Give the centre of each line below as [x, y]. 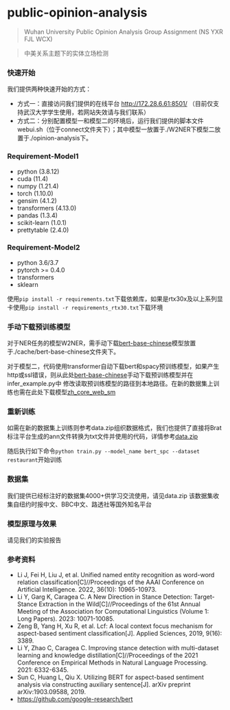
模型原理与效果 [32, 524]
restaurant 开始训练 [35, 460]
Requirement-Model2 [44, 248]
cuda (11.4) [33, 179]
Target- [204, 597]
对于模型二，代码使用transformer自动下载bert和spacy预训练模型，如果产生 [113, 367]
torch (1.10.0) [35, 193]
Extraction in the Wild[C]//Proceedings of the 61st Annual [119, 604]
